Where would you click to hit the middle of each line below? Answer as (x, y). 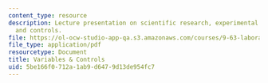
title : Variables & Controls (57, 60)
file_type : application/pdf (55, 45)
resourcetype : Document (48, 52)
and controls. (39, 30)
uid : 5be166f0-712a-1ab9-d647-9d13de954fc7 (82, 67)
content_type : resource (48, 15)
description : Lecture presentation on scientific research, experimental (134, 23)
